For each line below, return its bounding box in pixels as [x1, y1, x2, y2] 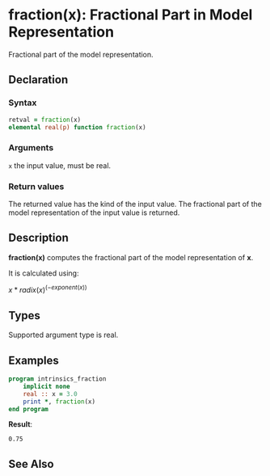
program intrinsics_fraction [8, 375, 107, 383]
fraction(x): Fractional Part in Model [8, 6, 253, 24]
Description [8, 231, 69, 245]
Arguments [8, 142, 54, 154]
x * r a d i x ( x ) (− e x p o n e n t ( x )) [8, 284, 87, 295]
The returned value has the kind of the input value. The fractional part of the [8, 199, 263, 209]
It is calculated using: [8, 268, 79, 278]
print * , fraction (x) [23, 398, 95, 406]
